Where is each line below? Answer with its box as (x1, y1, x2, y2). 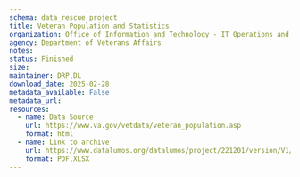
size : (9, 63, 29, 72)
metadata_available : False (9, 88, 110, 97)
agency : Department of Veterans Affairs (9, 38, 162, 47)
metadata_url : (9, 96, 62, 105)
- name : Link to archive (17, 138, 110, 147)
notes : (9, 46, 34, 55)
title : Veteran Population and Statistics (9, 21, 170, 30)
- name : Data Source (17, 113, 94, 122)
